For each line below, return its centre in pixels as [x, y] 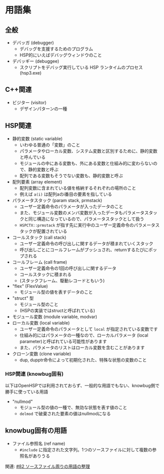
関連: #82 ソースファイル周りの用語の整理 [48, 466]
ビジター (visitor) [29, 102]
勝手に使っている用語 [27, 392]
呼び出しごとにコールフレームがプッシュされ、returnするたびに [84, 249]
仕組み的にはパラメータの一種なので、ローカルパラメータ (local [84, 335]
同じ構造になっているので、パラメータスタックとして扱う [86, 219]
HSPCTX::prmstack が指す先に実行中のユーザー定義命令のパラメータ [87, 225]
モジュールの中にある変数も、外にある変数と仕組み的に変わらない [86, 163]
